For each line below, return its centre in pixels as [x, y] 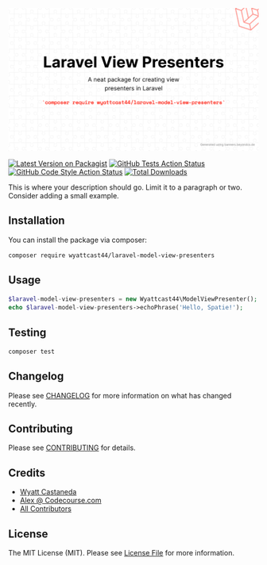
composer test [32, 352]
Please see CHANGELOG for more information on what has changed [120, 395]
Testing [27, 332]
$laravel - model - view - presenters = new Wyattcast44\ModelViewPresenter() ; [133, 299]
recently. [23, 404]
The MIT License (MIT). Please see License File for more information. [121, 553]
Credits [27, 473]
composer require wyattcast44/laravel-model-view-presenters [112, 255]
